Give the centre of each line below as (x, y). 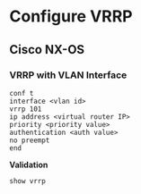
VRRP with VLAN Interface (68, 75)
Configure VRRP (71, 17)
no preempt (30, 140)
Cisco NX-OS (47, 50)
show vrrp (28, 181)
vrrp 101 (26, 109)
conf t (22, 93)
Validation (29, 164)
